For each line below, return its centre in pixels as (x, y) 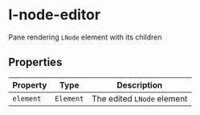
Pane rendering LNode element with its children (85, 37)
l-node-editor (55, 15)
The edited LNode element (139, 98)
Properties (35, 62)
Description (140, 84)
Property (30, 84)
